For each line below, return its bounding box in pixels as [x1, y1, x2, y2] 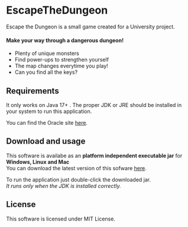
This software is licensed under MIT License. [6, 215, 115, 222]
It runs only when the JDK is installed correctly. [6, 182, 121, 189]
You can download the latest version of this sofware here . [6, 164, 147, 171]
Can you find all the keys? [14, 69, 78, 76]
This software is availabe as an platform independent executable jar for [6, 152, 183, 159]
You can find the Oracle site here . [6, 119, 87, 126]
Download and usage [6, 137, 86, 147]
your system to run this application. [6, 108, 92, 115]
